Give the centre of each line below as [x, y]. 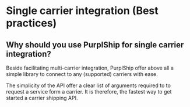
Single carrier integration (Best [82, 11]
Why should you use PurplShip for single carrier [95, 45]
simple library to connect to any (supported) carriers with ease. [82, 74]
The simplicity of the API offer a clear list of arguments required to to [88, 85]
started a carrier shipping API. [42, 98]
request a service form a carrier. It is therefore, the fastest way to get [89, 92]
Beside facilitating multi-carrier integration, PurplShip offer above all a [90, 68]
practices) [31, 23]
